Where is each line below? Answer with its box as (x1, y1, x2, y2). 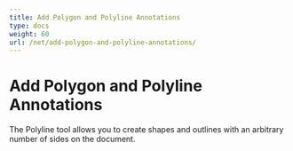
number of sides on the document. (9, 134, 136, 145)
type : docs (9, 21, 50, 30)
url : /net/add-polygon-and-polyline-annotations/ (9, 37, 197, 47)
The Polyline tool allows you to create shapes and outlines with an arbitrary (9, 124, 284, 135)
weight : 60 (9, 29, 50, 38)
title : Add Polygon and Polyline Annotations (9, 12, 180, 22)
